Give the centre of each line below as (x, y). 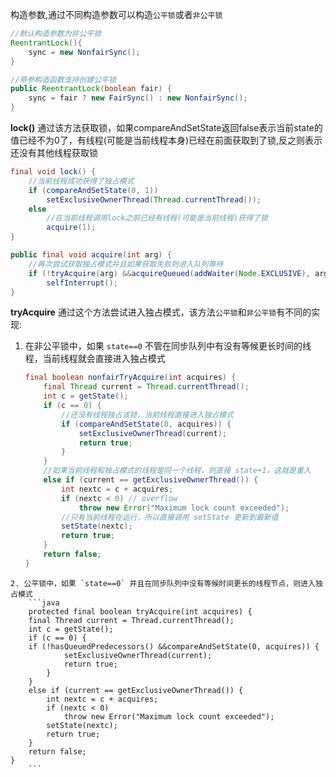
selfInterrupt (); (82, 283)
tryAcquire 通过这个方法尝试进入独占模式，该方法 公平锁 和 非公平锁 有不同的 (161, 312)
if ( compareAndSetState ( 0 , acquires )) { (146, 424)
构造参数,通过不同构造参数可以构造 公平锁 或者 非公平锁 (116, 14)
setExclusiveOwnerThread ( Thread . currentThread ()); (154, 199)
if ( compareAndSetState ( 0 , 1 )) (93, 190)
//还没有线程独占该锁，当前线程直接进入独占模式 (147, 414)
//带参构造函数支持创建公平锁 (63, 79)
